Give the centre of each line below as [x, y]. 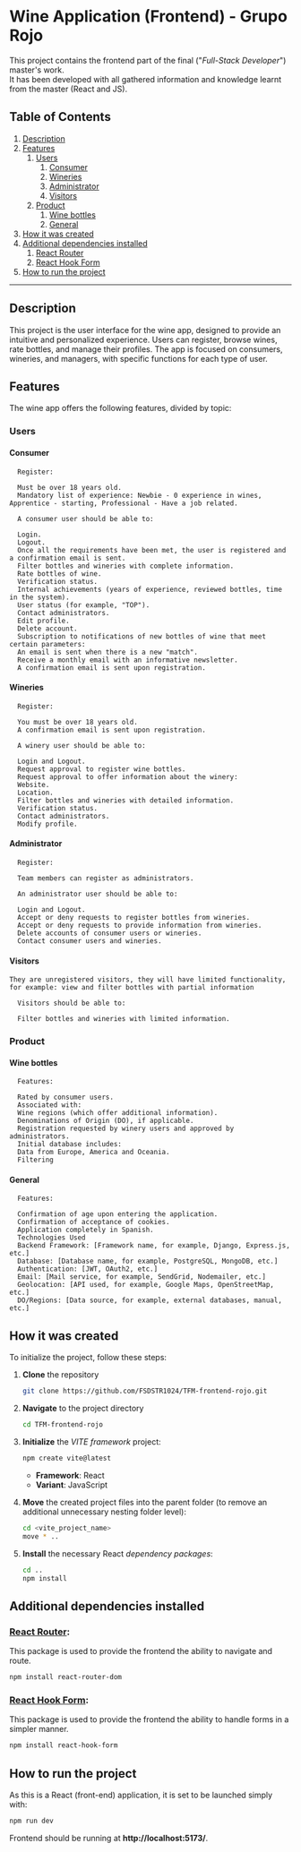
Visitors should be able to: [72, 1003]
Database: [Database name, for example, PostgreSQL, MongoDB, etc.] [148, 1261]
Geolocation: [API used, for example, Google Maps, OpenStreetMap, [146, 1285]
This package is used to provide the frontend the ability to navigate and [141, 1651]
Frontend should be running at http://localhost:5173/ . [109, 1838]
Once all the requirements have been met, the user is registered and [152, 550]
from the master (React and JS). [69, 89]
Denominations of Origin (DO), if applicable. [106, 1121]
